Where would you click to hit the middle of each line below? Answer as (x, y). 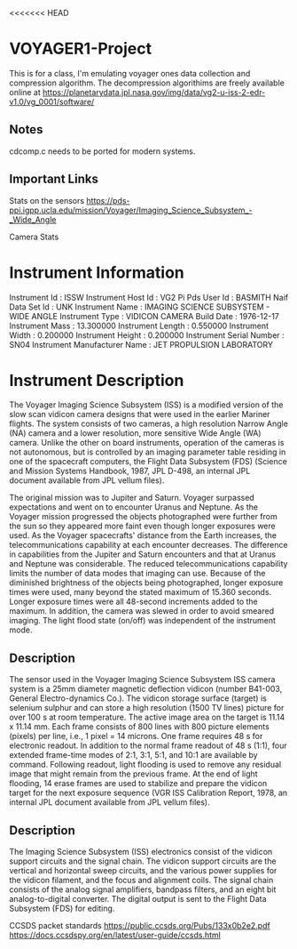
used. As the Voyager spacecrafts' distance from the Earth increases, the (143, 535)
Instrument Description (97, 380)
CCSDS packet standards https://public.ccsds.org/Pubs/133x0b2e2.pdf (140, 926)
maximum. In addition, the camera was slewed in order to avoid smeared (142, 611)
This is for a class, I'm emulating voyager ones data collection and (130, 73)
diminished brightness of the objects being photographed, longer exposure (146, 583)
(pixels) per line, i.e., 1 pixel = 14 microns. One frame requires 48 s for (136, 736)
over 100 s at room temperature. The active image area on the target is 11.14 (147, 717)
